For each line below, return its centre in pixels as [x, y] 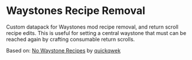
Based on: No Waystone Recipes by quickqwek [64, 50]
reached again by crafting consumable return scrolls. [71, 39]
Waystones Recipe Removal [76, 11]
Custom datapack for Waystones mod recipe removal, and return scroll [92, 27]
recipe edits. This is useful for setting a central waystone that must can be [96, 33]
